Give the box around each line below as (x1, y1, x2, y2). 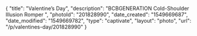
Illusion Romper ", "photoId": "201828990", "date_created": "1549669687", (5, 11, 188, 18)
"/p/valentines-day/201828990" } (5, 23, 87, 30)
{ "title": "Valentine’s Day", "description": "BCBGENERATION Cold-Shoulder (5, 5, 189, 12)
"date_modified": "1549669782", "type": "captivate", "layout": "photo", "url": (5, 17, 192, 24)
